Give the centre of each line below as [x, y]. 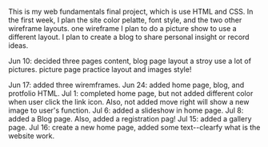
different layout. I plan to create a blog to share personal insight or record [129, 37]
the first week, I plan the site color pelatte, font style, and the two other [125, 20]
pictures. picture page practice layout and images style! [100, 70]
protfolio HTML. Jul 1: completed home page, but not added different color [131, 93]
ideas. [18, 46]
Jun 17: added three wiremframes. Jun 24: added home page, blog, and [126, 85]
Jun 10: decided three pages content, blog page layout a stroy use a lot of [130, 61]
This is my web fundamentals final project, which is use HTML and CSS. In [131, 12]
